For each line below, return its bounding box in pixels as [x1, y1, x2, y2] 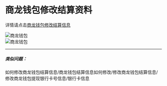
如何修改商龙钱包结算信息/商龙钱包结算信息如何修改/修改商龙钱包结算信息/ [5, 69, 158, 75]
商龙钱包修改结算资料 [5, 4, 93, 16]
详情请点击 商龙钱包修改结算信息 [5, 22, 71, 28]
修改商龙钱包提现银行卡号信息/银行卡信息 [5, 75, 90, 81]
